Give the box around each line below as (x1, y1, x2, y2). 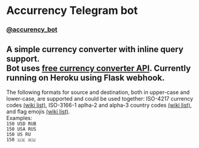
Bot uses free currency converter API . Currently (6, 63, 191, 73)
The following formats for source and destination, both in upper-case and (6, 89, 190, 96)
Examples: (6, 114, 32, 121)
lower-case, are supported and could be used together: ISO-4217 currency (6, 95, 194, 102)
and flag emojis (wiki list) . (6, 107, 70, 115)
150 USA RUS (6, 126, 36, 132)
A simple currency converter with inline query (6, 44, 184, 55)
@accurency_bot (6, 25, 58, 34)
